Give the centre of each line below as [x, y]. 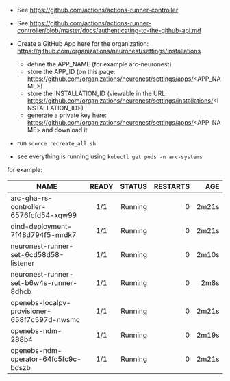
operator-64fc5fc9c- [46, 359]
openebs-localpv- [41, 303]
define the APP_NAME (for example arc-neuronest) [99, 64]
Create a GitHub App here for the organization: [83, 44]
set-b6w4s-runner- [44, 283]
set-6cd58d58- [37, 255]
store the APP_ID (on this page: [71, 72]
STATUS [134, 186]
